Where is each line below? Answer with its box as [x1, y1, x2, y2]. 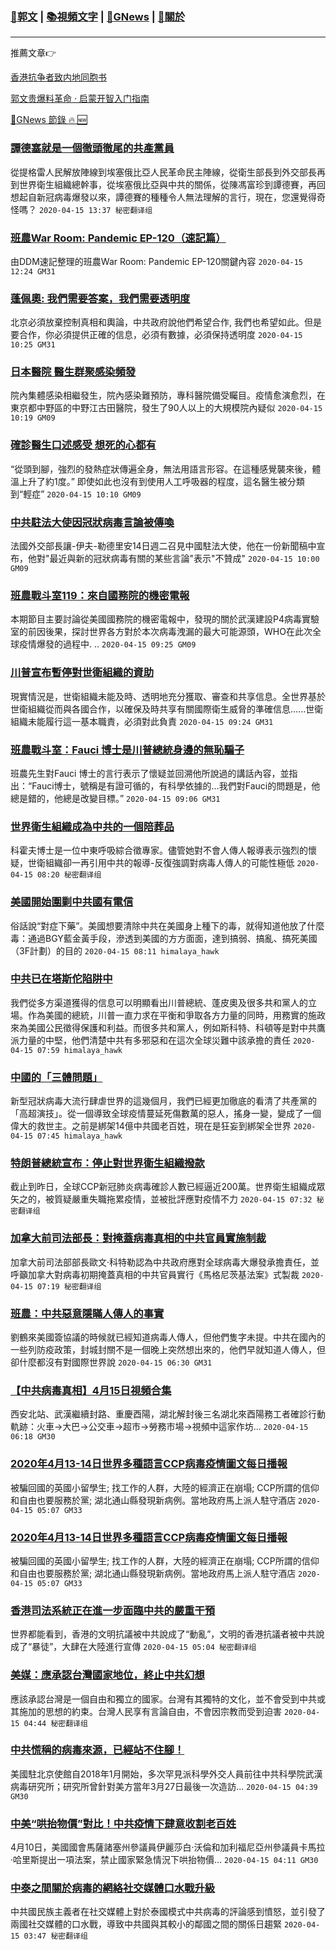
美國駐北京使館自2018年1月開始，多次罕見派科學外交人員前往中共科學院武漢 [10, 1768, 323, 1780]
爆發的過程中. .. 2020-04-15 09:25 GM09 [36, 638, 197, 650]
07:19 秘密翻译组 [36, 1281, 102, 1292]
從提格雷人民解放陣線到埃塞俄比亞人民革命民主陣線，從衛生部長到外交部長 [10, 166, 317, 178]
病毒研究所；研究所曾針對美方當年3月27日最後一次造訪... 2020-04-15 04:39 [10, 1780, 318, 1792]
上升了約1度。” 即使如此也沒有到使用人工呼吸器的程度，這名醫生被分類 [18, 475, 305, 487]
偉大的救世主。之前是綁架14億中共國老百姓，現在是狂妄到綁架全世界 [10, 1120, 292, 1132]
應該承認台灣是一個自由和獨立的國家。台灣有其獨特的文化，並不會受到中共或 [10, 1693, 326, 1705]
